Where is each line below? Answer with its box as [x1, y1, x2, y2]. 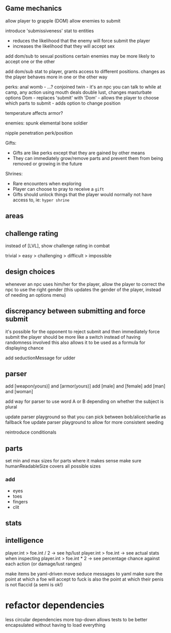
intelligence [5, 536, 44, 545]
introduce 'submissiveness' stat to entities [5, 28, 94, 34]
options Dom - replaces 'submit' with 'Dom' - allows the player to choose [5, 94, 159, 100]
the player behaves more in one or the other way [5, 74, 108, 80]
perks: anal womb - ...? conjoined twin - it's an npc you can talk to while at [5, 84, 162, 90]
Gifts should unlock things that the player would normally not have [12, 191, 152, 197]
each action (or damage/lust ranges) [5, 561, 82, 567]
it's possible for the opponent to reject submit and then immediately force [5, 328, 160, 335]
